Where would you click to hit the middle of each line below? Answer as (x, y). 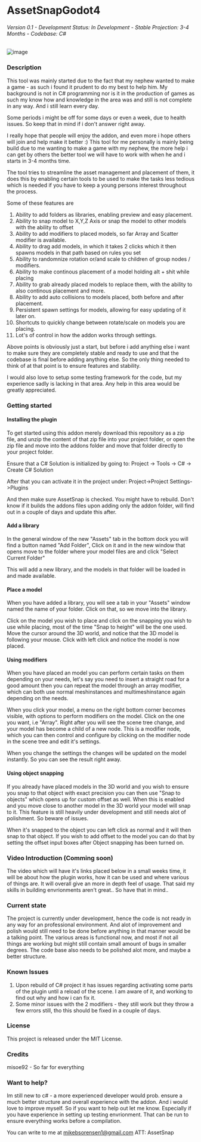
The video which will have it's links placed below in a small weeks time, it (97, 871)
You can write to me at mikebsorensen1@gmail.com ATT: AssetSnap (91, 1132)
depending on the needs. (38, 698)
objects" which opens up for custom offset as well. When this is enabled (95, 799)
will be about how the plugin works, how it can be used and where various (98, 877)
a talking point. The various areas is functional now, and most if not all (92, 937)
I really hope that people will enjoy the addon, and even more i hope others (99, 136)
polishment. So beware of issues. (48, 818)
